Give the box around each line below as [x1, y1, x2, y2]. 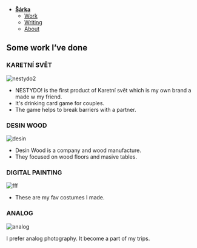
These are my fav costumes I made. [15, 194, 105, 201]
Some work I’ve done [6, 43, 88, 53]
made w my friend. [15, 93, 62, 100]
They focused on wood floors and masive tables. [15, 153, 138, 160]
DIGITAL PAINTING [6, 168, 62, 176]
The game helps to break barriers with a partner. [15, 106, 136, 113]
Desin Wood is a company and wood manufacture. [15, 146, 141, 154]
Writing [24, 19, 42, 26]
